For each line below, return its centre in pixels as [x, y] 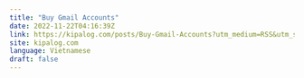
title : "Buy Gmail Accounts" [64, 17]
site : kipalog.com [44, 43]
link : [19, 34]
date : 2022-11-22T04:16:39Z [62, 26]
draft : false [34, 59]
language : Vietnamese [50, 51]
